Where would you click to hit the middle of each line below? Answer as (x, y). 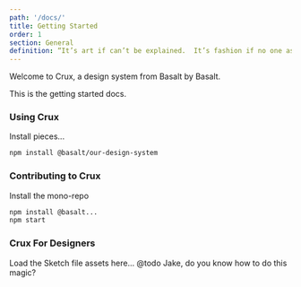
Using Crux (34, 117)
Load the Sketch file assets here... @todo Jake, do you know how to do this (148, 263)
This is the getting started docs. (68, 94)
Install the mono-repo (49, 196)
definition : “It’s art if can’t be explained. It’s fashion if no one (146, 51)
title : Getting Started (54, 26)
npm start (28, 221)
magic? (23, 272)
